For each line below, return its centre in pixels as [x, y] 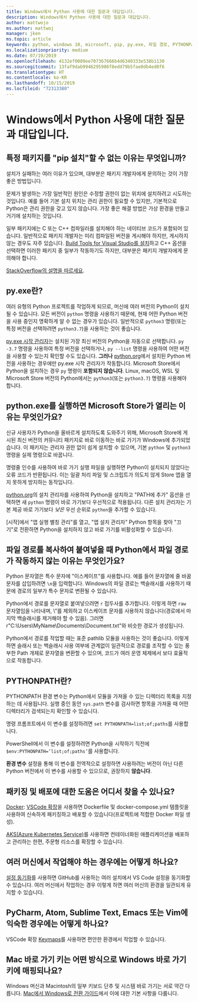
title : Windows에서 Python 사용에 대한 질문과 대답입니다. [71, 12]
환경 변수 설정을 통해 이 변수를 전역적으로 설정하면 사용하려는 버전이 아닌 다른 [95, 763]
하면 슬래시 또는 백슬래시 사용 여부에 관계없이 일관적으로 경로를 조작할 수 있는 [95, 646]
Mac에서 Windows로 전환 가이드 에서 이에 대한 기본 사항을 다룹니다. [101, 993]
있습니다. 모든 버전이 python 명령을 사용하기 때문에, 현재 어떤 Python [98, 314]
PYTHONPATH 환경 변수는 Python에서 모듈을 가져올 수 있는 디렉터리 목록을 [93, 697]
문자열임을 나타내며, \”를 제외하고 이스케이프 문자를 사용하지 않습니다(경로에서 [96, 611]
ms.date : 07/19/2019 [32, 56]
